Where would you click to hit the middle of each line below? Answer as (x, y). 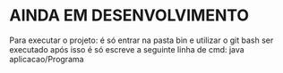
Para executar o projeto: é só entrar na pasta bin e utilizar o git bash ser (141, 40)
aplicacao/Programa (47, 59)
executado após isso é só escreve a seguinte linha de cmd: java (127, 49)
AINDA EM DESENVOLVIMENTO (129, 16)
